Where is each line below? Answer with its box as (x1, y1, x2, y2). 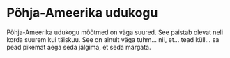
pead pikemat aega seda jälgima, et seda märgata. (6, 43, 151, 51)
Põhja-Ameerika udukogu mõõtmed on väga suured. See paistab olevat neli (6, 28, 224, 36)
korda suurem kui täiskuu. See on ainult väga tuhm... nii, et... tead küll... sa (6, 35, 220, 43)
